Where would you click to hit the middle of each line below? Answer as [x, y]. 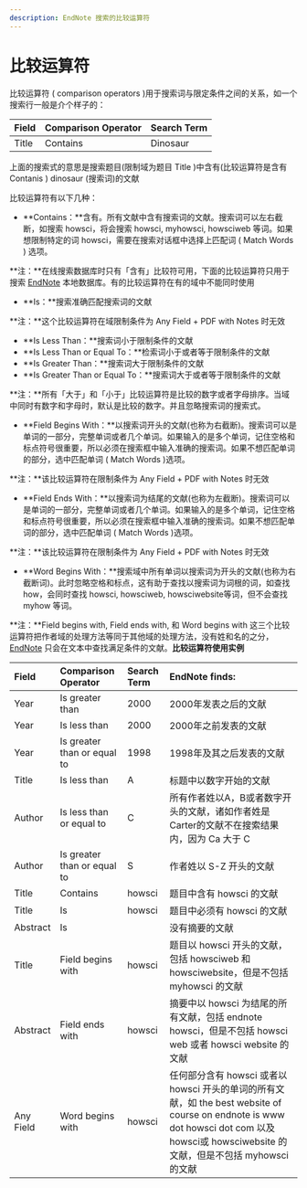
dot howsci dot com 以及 [222, 1128]
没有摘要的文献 [201, 928]
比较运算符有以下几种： [53, 197]
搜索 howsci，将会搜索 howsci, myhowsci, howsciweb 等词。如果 [170, 228]
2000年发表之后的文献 [217, 704]
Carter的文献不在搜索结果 [224, 825]
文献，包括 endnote [220, 1017]
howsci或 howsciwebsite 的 [228, 1141]
